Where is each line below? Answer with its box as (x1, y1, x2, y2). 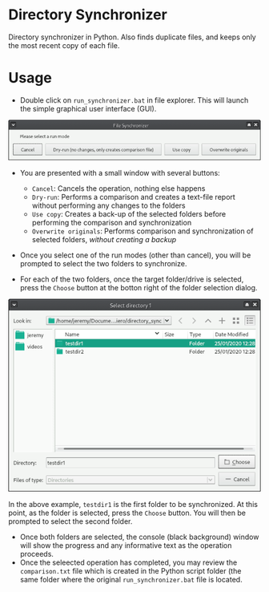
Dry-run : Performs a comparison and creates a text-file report (31, 192, 236, 201)
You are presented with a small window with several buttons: (19, 168, 220, 177)
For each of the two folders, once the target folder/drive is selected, (19, 274, 244, 284)
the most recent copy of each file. (8, 40, 120, 50)
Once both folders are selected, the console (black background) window (19, 532, 259, 542)
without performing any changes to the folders (31, 201, 186, 210)
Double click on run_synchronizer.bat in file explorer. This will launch (19, 95, 249, 105)
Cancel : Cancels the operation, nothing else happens (31, 183, 206, 193)
